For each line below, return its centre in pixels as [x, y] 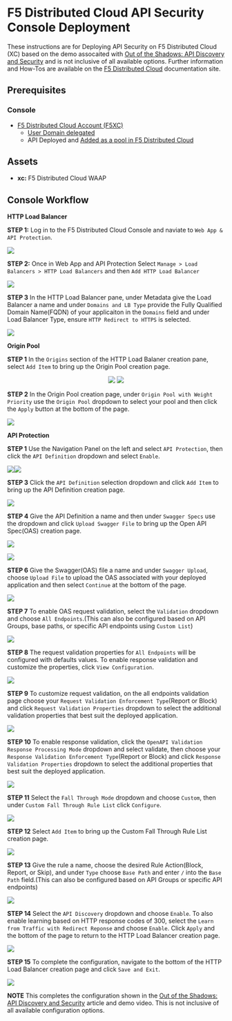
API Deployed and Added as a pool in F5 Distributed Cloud [110, 140]
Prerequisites [37, 90]
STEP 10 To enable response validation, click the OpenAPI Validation [105, 742]
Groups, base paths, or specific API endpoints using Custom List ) [100, 626]
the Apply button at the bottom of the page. [68, 409]
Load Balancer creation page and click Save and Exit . [84, 969]
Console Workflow [48, 200]
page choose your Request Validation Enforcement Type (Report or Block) [112, 701]
